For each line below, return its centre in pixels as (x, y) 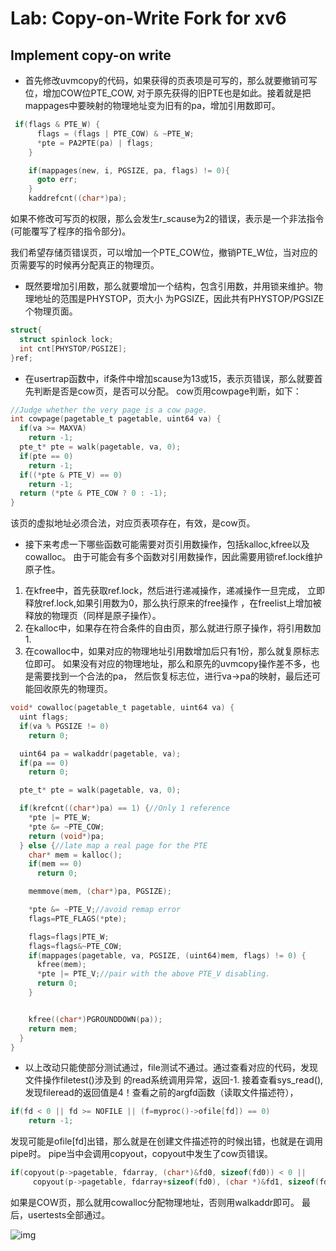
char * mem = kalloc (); (75, 855)
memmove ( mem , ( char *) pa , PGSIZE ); (100, 892)
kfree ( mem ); (61, 965)
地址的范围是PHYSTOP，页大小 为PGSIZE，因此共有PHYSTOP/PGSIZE (179, 298)
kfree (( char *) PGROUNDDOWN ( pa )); (95, 1019)
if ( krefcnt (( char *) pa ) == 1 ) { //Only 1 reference (124, 808)
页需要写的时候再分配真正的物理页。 (85, 265)
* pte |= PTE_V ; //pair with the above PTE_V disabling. (153, 974)
